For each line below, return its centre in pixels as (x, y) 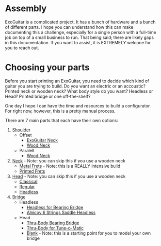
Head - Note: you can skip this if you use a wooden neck (69, 176)
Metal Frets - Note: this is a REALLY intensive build (70, 166)
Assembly (26, 9)
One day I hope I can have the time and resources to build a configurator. (78, 105)
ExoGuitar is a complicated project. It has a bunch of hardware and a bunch (80, 22)
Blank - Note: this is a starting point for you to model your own (89, 233)
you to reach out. (22, 48)
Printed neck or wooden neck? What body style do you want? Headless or (79, 91)
